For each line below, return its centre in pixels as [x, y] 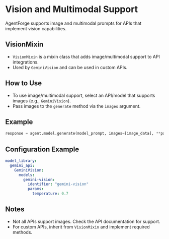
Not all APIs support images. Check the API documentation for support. [86, 221]
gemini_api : [22, 165]
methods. [22, 232]
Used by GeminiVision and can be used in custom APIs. [70, 67]
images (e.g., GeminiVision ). [42, 101]
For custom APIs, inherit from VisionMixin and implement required [81, 227]
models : [27, 175]
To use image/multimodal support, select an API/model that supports [84, 95]
